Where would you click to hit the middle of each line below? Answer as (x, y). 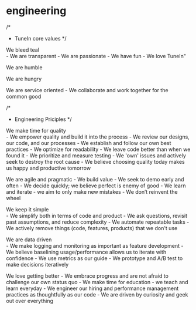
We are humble (24, 67)
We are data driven (29, 240)
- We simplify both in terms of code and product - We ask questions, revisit (97, 215)
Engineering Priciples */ (43, 119)
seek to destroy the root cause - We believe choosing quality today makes (96, 161)
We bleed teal (23, 50)
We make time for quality (36, 130)
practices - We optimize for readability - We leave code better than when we (98, 149)
